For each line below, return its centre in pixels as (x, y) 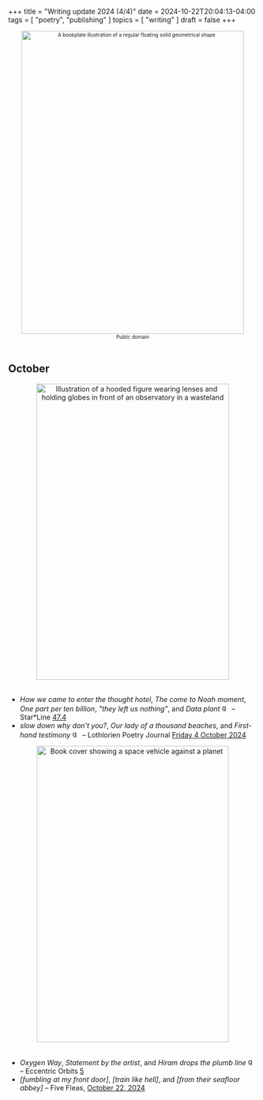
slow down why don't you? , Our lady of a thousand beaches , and (126, 725)
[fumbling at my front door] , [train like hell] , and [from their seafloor (130, 1079)
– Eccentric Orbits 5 (52, 1071)
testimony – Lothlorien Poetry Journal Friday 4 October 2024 (142, 734)
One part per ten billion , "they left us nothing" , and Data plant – (127, 708)
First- (243, 725)
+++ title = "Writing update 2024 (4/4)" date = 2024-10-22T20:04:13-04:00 (132, 11)
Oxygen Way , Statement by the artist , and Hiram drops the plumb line (133, 1062)
